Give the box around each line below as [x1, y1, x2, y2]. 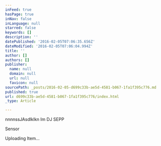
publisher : [5, 62, 27, 67]
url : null [9, 76, 29, 81]
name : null [9, 67, 32, 72]
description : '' [5, 35, 38, 40]
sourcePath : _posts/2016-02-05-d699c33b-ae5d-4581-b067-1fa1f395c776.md [5, 85, 157, 90]
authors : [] [5, 58, 29, 62]
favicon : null [9, 80, 38, 85]
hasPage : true [5, 12, 34, 17]
